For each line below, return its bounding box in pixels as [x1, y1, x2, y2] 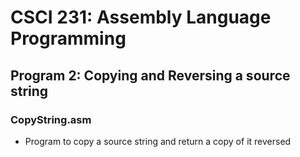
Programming [10, 27, 127, 50]
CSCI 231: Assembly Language [10, 6, 272, 29]
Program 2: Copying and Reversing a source [10, 67, 291, 84]
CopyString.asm [10, 112, 92, 126]
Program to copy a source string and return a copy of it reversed [24, 135, 292, 147]
